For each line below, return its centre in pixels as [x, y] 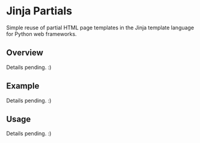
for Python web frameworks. [41, 34]
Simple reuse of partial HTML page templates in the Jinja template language [100, 28]
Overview [25, 53]
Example [23, 86]
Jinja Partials [39, 11]
